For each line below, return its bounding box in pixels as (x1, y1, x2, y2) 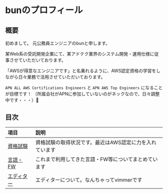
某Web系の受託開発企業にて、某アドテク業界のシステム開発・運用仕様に (5, 51, 154, 56)
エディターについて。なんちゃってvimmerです (35, 176, 142, 183)
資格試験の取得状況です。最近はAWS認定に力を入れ (35, 138, 156, 145)
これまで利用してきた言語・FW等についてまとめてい (35, 155, 158, 162)
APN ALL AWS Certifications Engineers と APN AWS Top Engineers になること (5, 84, 163, 90)
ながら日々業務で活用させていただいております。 (5, 74, 105, 80)
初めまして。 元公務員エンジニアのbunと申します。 (5, 40, 110, 46)
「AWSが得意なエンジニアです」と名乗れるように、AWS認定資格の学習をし (5, 68, 161, 73)
